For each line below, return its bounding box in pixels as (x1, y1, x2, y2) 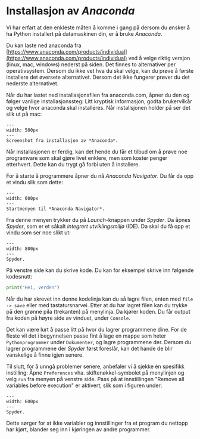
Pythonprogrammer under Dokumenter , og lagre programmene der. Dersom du (6, 338, 192, 345)
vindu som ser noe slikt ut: (6, 228, 71, 236)
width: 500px (6, 127, 39, 133)
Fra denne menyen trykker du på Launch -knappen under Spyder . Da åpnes (6, 216, 191, 223)
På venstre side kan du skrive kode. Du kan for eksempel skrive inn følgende (6, 267, 194, 274)
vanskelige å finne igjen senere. (6, 351, 85, 358)
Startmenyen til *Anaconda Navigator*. (6, 206, 105, 212)
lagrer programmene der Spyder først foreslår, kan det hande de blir (6, 345, 173, 352)
